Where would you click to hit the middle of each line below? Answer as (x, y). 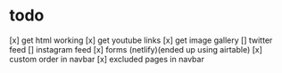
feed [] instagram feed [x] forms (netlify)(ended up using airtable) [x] (136, 49)
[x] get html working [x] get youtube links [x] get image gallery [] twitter (141, 40)
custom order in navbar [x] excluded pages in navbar (107, 59)
